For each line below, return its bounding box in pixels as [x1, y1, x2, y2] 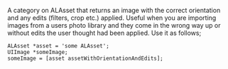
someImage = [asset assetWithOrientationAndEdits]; [7, 55, 163, 62]
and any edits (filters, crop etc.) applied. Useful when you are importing [7, 14, 217, 22]
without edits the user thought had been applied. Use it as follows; [7, 28, 202, 37]
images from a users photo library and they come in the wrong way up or [7, 21, 221, 29]
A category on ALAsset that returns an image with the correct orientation [7, 6, 221, 14]
